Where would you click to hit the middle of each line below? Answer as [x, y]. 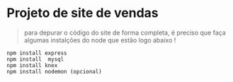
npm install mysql [35, 59]
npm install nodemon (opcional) [54, 71]
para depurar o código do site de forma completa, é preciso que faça [125, 33]
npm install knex [32, 65]
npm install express [37, 53]
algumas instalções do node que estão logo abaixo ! [100, 40]
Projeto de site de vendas [83, 13]
